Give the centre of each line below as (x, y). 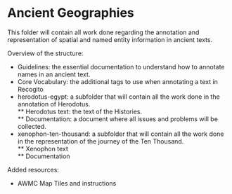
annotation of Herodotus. (54, 104)
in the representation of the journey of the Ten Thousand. (101, 141)
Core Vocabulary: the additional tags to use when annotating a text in (117, 81)
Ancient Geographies (71, 13)
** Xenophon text (43, 148)
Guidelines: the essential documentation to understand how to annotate (121, 67)
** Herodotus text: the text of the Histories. (80, 111)
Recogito (30, 89)
